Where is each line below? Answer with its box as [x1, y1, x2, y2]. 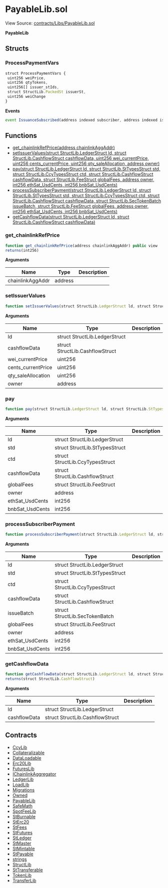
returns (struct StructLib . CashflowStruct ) [5, 676, 95, 681]
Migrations [12, 787, 35, 793]
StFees [12, 824, 27, 830]
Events [5, 108, 20, 114]
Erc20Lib [12, 760, 31, 766]
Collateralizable [12, 750, 45, 756]
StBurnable [12, 813, 36, 819]
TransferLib [12, 877, 36, 883]
